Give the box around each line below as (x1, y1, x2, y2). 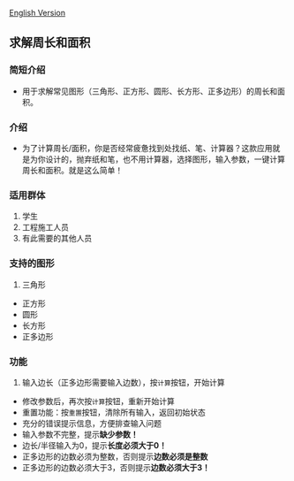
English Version (9, 8, 66, 18)
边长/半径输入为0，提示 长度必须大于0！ (21, 439, 168, 450)
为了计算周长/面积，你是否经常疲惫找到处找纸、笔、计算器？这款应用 (21, 142, 273, 153)
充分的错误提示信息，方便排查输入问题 (21, 417, 162, 428)
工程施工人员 (21, 222, 69, 233)
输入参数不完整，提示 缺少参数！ (21, 429, 139, 439)
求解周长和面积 (9, 35, 91, 50)
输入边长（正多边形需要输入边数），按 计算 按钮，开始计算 (21, 377, 225, 387)
